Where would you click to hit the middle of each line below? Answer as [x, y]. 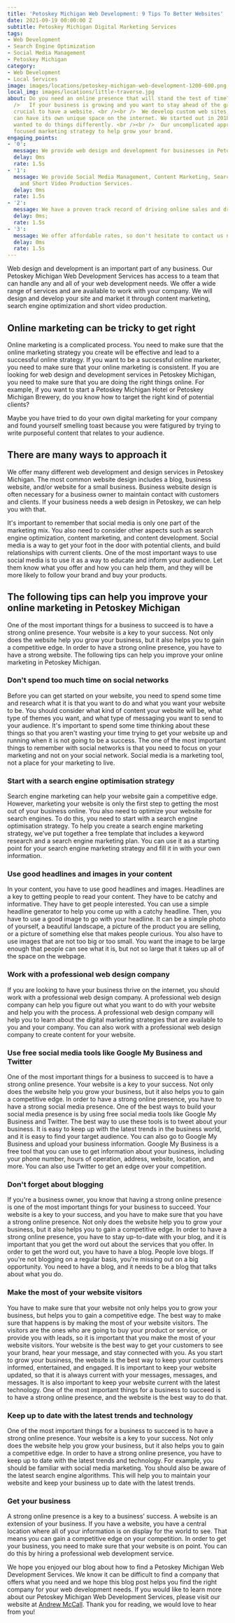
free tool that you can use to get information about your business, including [116, 1151]
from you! [21, 1612]
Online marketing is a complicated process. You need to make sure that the [115, 345]
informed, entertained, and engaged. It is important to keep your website [112, 1367]
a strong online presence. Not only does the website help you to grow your [115, 1222]
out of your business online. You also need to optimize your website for [110, 811]
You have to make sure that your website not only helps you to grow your [113, 1308]
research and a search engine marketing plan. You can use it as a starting [113, 841]
